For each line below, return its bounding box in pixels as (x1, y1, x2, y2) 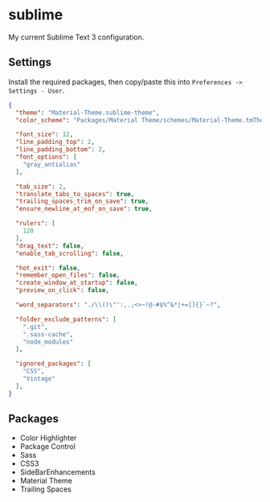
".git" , (22, 323, 48, 331)
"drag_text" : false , (15, 241, 84, 250)
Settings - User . (8, 85, 65, 95)
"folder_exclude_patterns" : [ (15, 315, 117, 323)
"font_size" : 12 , (15, 130, 74, 138)
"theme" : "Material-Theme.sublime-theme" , (15, 109, 160, 117)
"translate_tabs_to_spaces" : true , (15, 190, 135, 198)
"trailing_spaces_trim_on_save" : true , (15, 197, 149, 206)
